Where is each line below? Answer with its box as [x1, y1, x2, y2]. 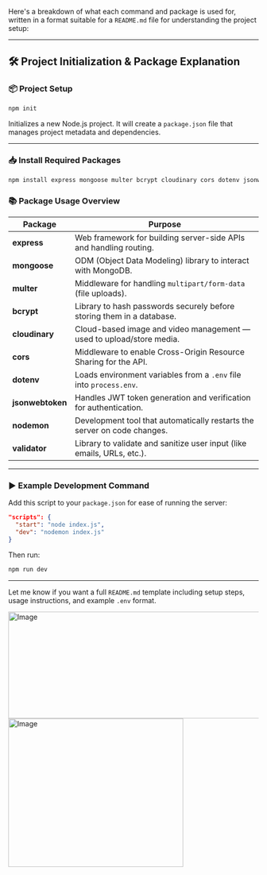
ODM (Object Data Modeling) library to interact [75, 255, 250, 266]
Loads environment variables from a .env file [75, 370, 242, 381]
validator [12, 443, 47, 454]
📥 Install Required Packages [8, 155, 122, 166]
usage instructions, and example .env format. [8, 595, 157, 605]
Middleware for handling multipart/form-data [75, 278, 246, 289]
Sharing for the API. [75, 357, 148, 368]
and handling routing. [75, 242, 155, 254]
